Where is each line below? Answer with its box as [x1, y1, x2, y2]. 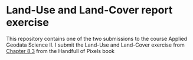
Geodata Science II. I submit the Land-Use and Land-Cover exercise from [6, 41, 185, 48]
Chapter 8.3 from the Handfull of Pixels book [6, 47, 115, 54]
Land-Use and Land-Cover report [6, 3, 173, 17]
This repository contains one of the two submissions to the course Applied [6, 35, 188, 42]
